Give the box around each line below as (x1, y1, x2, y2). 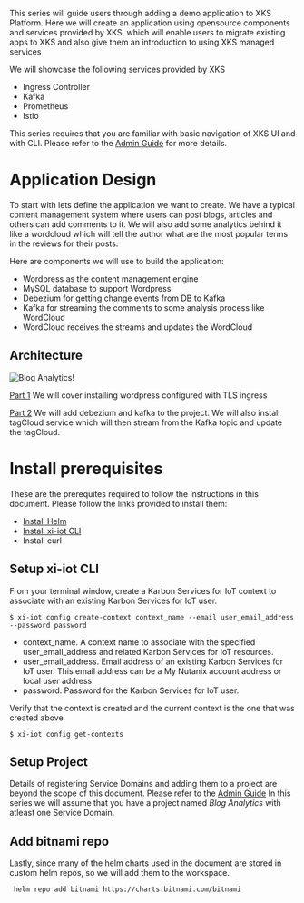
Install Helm (22, 515, 67, 526)
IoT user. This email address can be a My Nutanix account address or (22, 665, 282, 676)
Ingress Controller (22, 82, 91, 92)
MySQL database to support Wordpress (22, 283, 172, 293)
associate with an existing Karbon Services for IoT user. (9, 595, 218, 606)
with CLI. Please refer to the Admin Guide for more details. (9, 138, 228, 148)
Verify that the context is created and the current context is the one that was (9, 702, 295, 713)
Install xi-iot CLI (22, 525, 82, 536)
